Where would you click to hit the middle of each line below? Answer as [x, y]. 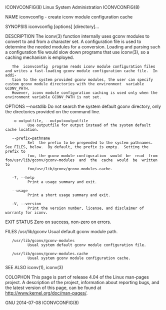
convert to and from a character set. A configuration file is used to [73, 41]
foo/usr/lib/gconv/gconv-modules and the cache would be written [81, 160]
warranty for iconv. [27, 213]
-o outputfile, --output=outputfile [50, 121]
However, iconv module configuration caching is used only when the [84, 93]
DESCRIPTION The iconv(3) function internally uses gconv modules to [77, 36]
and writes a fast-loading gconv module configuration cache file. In [81, 71]
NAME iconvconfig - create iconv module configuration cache [69, 17]
